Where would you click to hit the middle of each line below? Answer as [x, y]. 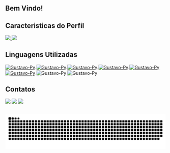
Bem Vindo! [24, 8]
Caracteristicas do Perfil [45, 26]
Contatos [20, 89]
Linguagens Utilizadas [41, 55]
